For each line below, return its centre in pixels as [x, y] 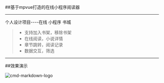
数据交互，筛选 [39, 51]
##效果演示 [16, 66]
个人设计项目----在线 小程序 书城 [38, 22]
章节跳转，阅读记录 [44, 45]
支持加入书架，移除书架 [48, 32]
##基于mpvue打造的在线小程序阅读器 [42, 7]
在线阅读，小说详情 [44, 39]
